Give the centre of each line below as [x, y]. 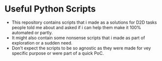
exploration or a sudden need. [42, 43]
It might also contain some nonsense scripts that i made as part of [78, 38]
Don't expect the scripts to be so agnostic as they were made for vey [81, 48]
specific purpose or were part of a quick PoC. [58, 53]
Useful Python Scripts [50, 9]
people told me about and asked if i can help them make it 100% [76, 27]
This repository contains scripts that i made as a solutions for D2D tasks [84, 22]
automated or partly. [32, 32]
